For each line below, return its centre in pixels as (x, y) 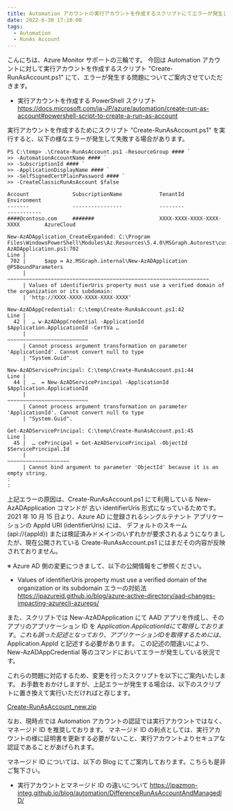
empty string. (28, 473)
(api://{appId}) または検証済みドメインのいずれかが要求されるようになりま (113, 534)
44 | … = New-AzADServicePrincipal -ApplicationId (91, 383)
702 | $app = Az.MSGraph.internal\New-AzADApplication (99, 261)
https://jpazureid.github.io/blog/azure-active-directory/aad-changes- (116, 596)
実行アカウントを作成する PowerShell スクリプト (87, 101)
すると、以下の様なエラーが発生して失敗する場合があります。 (101, 139)
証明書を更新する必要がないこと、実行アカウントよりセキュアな (134, 738)
